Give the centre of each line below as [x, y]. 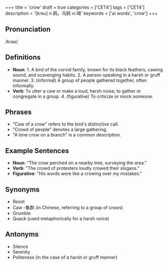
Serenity [21, 252]
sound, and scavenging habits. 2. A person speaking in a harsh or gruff [86, 75]
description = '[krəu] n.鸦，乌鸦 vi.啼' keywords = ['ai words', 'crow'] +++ [81, 13]
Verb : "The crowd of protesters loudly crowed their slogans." [76, 168]
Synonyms [22, 189]
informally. [23, 86]
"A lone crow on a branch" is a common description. [67, 135]
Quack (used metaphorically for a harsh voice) [61, 219]
